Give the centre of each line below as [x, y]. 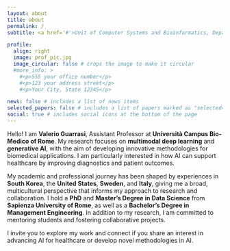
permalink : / [26, 26]
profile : [20, 45]
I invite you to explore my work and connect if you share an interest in [105, 233]
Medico [18, 141]
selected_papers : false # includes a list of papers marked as [99, 108]
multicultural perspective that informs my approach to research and [102, 190]
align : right [32, 51]
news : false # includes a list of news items [73, 102]
